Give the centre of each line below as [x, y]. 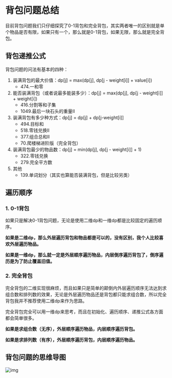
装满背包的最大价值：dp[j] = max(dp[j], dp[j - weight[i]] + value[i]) [82, 80]
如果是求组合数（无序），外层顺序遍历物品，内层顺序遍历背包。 [71, 329]
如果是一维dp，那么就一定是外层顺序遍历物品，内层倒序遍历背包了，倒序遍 [84, 255]
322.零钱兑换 [34, 156]
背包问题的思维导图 [36, 357]
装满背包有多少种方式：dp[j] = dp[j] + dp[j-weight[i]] [68, 117]
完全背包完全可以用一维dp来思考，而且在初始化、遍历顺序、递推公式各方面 [84, 312]
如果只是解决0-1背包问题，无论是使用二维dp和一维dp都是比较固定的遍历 [81, 221]
